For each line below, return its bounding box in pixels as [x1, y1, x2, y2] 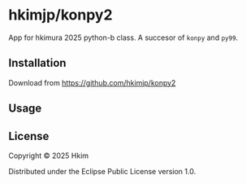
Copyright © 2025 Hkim [8, 151, 89, 160]
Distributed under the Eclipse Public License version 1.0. [8, 166, 196, 176]
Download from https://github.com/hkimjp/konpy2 [8, 77, 176, 87]
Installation [8, 56, 67, 70]
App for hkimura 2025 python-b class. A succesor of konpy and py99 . [8, 33, 239, 42]
